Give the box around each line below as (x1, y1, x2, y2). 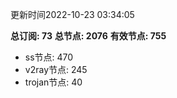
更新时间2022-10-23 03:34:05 (10, 9, 135, 20)
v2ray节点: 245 (24, 64, 88, 75)
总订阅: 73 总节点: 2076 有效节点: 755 (10, 30, 167, 42)
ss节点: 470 (24, 51, 74, 63)
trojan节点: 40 (24, 76, 83, 88)
